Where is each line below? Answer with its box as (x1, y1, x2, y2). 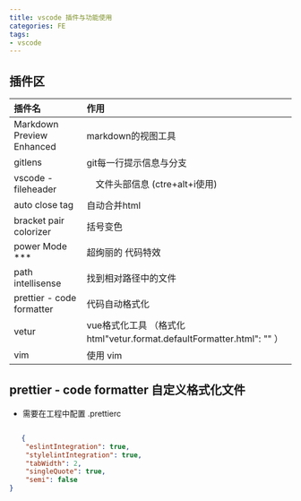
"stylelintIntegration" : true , (25, 450, 142, 460)
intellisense (13, 277, 62, 289)
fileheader (13, 183, 57, 195)
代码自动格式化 (86, 298, 150, 310)
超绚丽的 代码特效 (86, 246, 161, 259)
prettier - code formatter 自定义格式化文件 (9, 383, 246, 398)
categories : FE (9, 22, 66, 30)
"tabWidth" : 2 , (25, 459, 82, 468)
